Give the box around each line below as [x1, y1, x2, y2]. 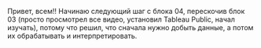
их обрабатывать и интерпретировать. [7, 31, 138, 40]
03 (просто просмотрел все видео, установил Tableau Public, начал [7, 15, 235, 24]
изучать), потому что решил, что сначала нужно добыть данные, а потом [7, 23, 254, 32]
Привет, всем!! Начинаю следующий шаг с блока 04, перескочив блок [7, 7, 245, 15]
